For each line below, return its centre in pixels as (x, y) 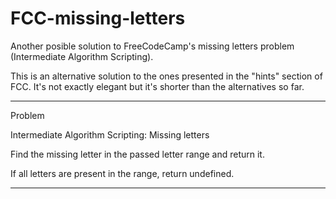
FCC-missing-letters (98, 18)
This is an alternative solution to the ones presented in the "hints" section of (166, 76)
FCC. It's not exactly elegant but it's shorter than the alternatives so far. (157, 86)
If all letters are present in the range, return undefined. (122, 173)
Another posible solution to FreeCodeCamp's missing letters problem (152, 46)
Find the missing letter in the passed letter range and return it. (137, 154)
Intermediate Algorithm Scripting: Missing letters (110, 134)
